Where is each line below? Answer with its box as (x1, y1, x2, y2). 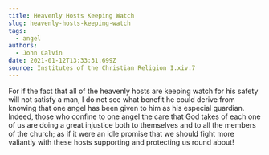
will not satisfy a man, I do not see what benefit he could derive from (8, 94, 235, 104)
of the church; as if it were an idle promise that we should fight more (8, 128, 234, 138)
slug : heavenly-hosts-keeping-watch (8, 19, 131, 27)
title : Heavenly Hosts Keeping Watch (8, 11, 135, 20)
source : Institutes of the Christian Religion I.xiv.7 (8, 64, 196, 72)
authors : (8, 42, 38, 50)
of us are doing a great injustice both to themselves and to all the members (8, 120, 257, 129)
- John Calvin (15, 49, 63, 57)
